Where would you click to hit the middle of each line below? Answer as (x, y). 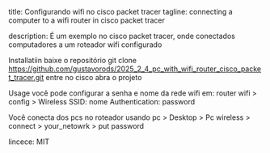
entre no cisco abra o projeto (94, 77)
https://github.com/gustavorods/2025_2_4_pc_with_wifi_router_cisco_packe (135, 69)
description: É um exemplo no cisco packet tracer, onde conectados (122, 36)
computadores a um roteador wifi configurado (85, 45)
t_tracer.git (26, 77)
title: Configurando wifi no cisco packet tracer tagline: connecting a (120, 12)
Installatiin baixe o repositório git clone (73, 60)
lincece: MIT (29, 142)
